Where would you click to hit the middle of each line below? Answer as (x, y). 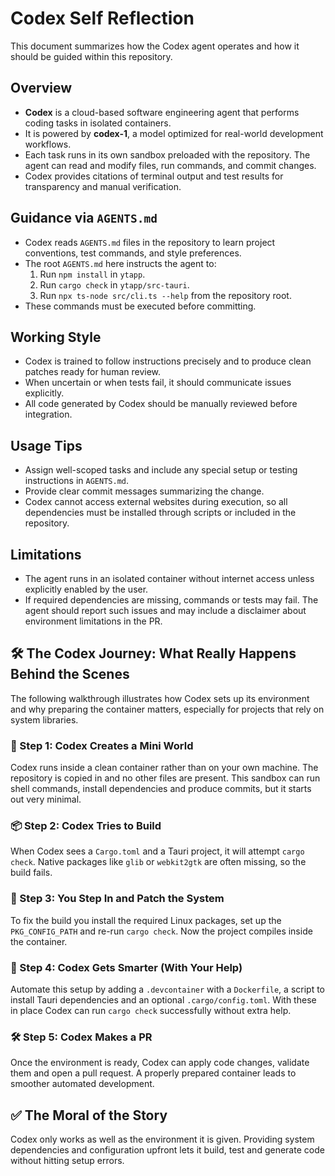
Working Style (56, 337)
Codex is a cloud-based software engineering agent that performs (162, 112)
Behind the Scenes (70, 674)
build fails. (31, 873)
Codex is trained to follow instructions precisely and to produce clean (168, 361)
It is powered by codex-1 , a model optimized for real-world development (174, 133)
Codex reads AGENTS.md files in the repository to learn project (150, 242)
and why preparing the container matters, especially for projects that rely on (167, 709)
